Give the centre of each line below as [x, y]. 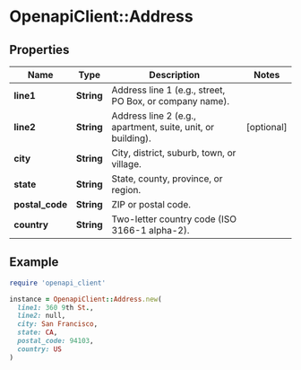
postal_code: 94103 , [56, 341]
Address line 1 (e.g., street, [168, 90]
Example [34, 262]
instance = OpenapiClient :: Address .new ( [86, 299]
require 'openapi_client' [57, 283]
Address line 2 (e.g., [154, 116]
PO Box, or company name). [171, 101]
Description [175, 75]
